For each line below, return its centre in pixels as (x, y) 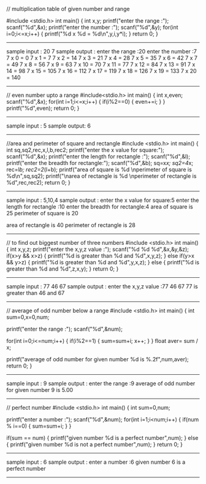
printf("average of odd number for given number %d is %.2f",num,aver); (97, 359)
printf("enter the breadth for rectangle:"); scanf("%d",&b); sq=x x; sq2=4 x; (100, 163)
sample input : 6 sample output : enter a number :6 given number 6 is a (96, 462)
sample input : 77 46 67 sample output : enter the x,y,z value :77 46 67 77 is (102, 286)
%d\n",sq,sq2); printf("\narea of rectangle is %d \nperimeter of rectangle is (101, 176)
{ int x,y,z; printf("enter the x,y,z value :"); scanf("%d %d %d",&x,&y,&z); (97, 249)
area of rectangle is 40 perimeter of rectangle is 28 (71, 225)
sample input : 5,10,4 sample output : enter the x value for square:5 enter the (103, 200)
